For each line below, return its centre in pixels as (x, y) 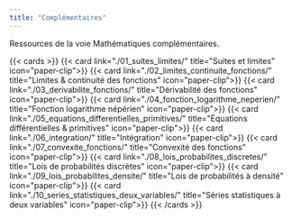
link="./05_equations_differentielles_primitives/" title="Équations (128, 118)
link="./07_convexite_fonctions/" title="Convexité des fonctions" (128, 147)
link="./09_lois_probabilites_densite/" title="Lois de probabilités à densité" (146, 176)
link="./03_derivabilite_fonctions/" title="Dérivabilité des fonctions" (134, 89)
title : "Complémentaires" (58, 18)
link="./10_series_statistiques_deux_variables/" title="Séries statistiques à (145, 195)
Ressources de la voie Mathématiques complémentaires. (114, 43)
